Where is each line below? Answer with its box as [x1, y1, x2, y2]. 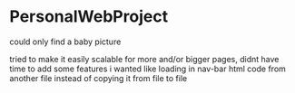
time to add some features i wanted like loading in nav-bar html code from [9, 63, 286, 74]
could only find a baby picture [9, 36, 122, 47]
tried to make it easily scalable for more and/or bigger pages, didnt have [9, 53, 280, 64]
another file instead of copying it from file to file [9, 72, 188, 83]
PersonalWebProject [9, 6, 169, 27]
